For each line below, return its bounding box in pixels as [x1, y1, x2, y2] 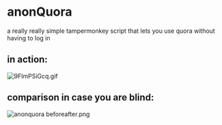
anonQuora [7, 4, 72, 20]
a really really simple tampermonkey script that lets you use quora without [7, 27, 215, 35]
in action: [7, 54, 48, 66]
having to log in [7, 33, 51, 42]
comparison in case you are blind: [7, 92, 154, 103]
